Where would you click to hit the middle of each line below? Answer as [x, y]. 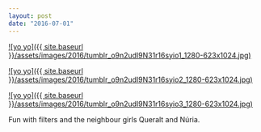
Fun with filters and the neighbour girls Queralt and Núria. [104, 119]
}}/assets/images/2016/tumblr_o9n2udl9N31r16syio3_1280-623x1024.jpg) [130, 104]
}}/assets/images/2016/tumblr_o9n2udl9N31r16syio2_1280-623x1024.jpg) [130, 79]
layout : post [30, 16]
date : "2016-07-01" [41, 23]
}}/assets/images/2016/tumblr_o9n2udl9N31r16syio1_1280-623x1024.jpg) [130, 55]
